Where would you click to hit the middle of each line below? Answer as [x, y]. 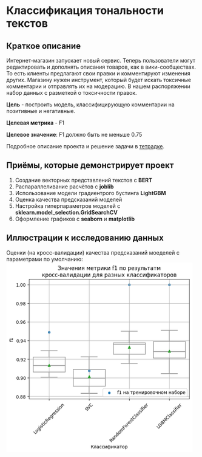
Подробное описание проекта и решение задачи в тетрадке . [86, 146]
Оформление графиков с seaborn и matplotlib [75, 219]
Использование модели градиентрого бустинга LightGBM [90, 193]
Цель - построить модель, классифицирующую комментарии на [90, 105]
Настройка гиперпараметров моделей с [68, 206]
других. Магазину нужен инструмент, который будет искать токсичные [99, 80]
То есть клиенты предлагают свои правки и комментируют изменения [98, 73]
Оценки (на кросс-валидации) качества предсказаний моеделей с [93, 252]
